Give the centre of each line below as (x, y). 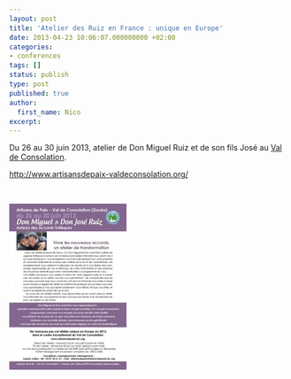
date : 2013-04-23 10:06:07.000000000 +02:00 (92, 37)
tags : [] (25, 66)
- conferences (35, 56)
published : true (39, 93)
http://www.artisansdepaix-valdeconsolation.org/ (99, 174)
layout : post (33, 19)
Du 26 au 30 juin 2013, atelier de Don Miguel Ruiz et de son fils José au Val (146, 148)
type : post (29, 84)
